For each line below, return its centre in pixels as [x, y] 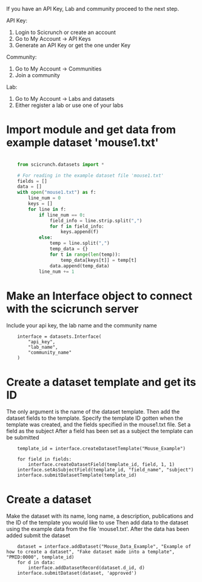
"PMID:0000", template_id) [40, 557]
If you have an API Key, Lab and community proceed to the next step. [93, 9]
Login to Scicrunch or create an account [66, 32]
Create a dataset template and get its [101, 382]
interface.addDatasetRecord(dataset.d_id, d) [87, 568]
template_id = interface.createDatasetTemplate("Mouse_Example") [102, 449]
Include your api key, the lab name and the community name [82, 326]
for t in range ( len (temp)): [85, 255]
